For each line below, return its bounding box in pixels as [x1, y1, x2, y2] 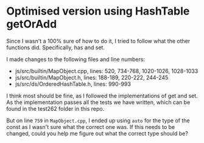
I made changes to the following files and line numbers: [6, 55, 145, 63]
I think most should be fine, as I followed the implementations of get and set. [6, 92, 198, 99]
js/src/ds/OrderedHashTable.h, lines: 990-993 [15, 80, 131, 88]
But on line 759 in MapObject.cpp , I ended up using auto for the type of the [6, 117, 190, 124]
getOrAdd [6, 17, 57, 31]
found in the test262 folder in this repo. [6, 105, 105, 112]
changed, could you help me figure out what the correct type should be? [6, 130, 189, 137]
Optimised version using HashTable [6, 4, 190, 18]
